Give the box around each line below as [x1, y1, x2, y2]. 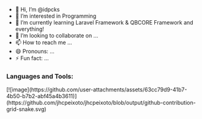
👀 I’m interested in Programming [15, 12, 97, 20]
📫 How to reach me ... [15, 39, 72, 46]
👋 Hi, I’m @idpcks [15, 6, 60, 13]
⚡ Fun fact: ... [15, 55, 49, 61]
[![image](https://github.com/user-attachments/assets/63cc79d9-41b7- [6, 86, 187, 93]
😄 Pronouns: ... [15, 48, 55, 55]
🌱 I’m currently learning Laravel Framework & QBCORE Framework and [15, 19, 194, 26]
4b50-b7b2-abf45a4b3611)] [6, 93, 77, 100]
